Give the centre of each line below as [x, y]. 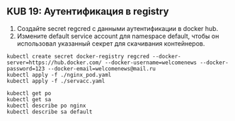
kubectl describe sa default [50, 112]
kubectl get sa [29, 99]
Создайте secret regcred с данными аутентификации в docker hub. [117, 28]
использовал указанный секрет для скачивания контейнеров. [111, 43]
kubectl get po [29, 93]
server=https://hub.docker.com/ [54, 63]
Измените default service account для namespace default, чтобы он [118, 36]
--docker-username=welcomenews [151, 63]
